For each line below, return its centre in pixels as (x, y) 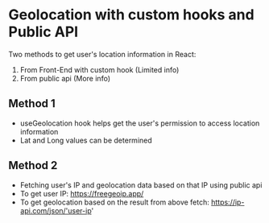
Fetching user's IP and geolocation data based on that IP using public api (141, 185)
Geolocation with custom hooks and (132, 15)
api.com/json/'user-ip (56, 210)
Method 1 (32, 103)
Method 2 (33, 165)
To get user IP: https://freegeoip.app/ (82, 193)
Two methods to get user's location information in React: (102, 54)
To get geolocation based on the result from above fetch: (114, 202)
